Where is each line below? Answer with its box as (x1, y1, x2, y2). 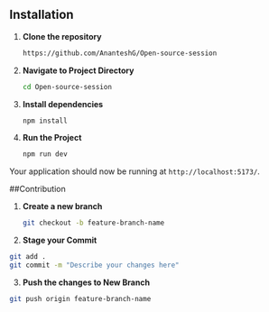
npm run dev (22, 150, 68, 159)
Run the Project (22, 133, 82, 143)
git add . (9, 252, 47, 262)
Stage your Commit (22, 234, 97, 246)
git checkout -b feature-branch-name (22, 218, 165, 228)
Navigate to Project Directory (22, 65, 134, 76)
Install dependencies (22, 98, 104, 109)
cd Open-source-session (22, 82, 113, 91)
